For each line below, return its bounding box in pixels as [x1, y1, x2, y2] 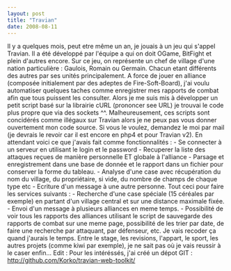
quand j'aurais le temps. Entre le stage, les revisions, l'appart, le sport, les [7, 234, 219, 243]
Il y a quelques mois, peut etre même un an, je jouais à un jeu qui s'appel [7, 42, 216, 51]
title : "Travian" [7, 17, 58, 24]
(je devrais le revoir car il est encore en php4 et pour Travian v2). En [7, 131, 203, 139]
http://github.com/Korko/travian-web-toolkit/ [7, 256, 136, 265]
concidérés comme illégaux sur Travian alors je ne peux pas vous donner [7, 116, 217, 124]
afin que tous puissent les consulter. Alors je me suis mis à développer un [7, 94, 218, 102]
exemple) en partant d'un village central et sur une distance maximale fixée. [7, 197, 225, 206]
